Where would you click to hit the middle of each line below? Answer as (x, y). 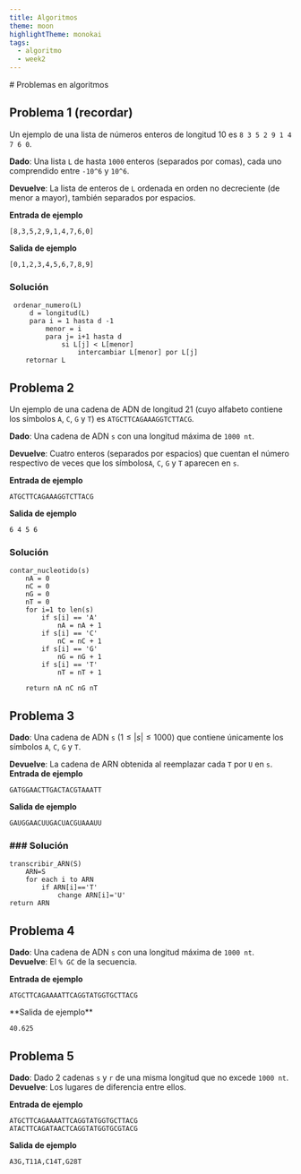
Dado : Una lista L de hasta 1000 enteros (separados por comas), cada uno (146, 161)
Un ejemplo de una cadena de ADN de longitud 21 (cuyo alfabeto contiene (146, 409)
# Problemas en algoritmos (59, 85)
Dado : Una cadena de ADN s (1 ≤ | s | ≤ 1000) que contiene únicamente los (146, 737)
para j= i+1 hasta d (84, 337)
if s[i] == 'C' (70, 634)
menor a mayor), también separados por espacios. (103, 197)
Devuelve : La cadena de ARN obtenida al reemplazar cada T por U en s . (141, 764)
